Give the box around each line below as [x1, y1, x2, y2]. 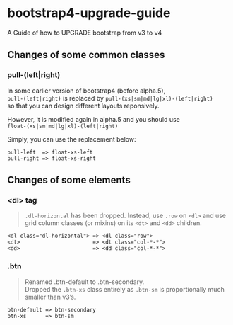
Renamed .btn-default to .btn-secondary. [24, 278, 145, 286]
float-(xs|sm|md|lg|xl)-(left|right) [7, 122, 119, 130]
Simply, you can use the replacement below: [7, 135, 136, 143]
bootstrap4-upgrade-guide [7, 5, 171, 21]
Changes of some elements [7, 174, 131, 186]
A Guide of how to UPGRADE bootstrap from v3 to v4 [7, 28, 162, 37]
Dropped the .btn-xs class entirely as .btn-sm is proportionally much [24, 285, 225, 293]
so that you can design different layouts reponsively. [7, 101, 160, 110]
